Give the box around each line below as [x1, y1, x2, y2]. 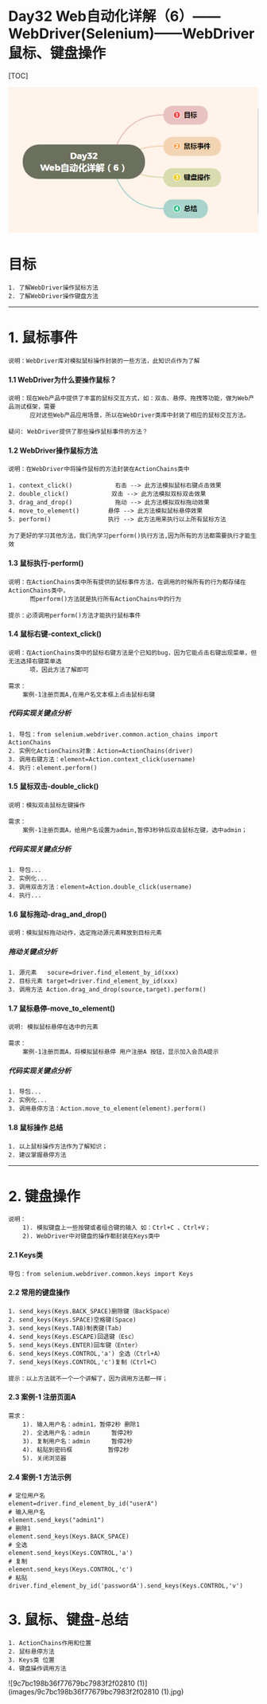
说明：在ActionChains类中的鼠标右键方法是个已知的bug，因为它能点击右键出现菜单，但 [8, 649, 257, 657]
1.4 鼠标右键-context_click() [8, 629, 102, 638]
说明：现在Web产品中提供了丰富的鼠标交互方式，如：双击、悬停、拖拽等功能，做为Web [8, 395, 249, 402]
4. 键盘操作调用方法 [8, 1665, 67, 1673]
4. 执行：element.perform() [8, 764, 98, 772]
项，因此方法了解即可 [29, 666, 89, 673]
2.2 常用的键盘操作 [8, 1288, 70, 1298]
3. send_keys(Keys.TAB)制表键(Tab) [8, 1324, 122, 1332]
